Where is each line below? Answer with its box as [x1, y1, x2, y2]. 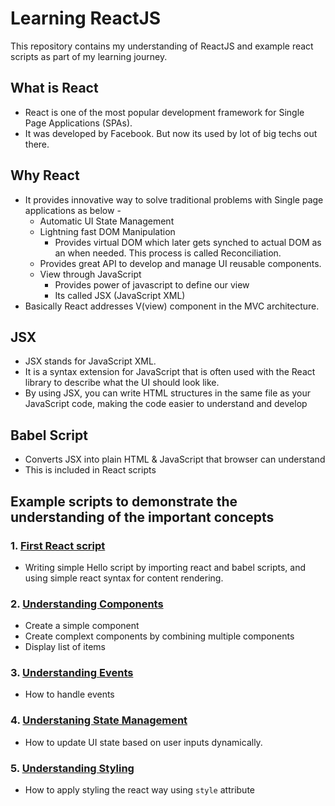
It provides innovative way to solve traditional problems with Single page [24, 193, 324, 206]
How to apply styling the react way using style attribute [24, 784, 255, 796]
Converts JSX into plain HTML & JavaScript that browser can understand [24, 453, 326, 466]
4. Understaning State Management [10, 713, 188, 727]
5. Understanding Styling [10, 761, 135, 775]
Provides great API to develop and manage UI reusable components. [39, 257, 322, 269]
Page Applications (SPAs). [24, 117, 133, 129]
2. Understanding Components [10, 597, 164, 611]
